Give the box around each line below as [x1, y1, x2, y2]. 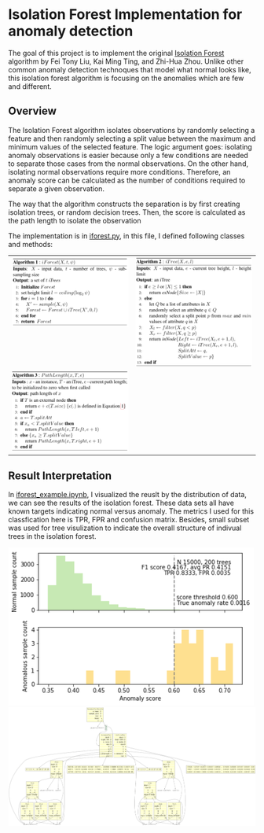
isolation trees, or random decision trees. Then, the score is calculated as [8, 207, 246, 217]
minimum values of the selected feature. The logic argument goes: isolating [8, 142, 253, 151]
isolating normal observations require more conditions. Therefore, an [8, 167, 231, 176]
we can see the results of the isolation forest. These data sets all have [8, 498, 234, 508]
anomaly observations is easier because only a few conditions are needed [8, 150, 249, 160]
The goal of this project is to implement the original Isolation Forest [8, 48, 225, 57]
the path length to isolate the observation [8, 216, 141, 225]
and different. [8, 81, 53, 91]
